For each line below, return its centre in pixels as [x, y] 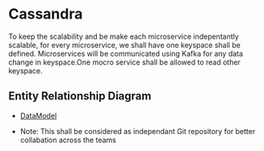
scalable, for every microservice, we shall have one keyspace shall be [124, 44]
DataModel [38, 115]
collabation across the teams [68, 140]
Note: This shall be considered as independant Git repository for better [138, 131]
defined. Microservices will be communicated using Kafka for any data [126, 53]
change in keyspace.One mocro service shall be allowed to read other [124, 62]
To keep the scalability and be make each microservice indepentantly [124, 36]
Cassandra [46, 14]
